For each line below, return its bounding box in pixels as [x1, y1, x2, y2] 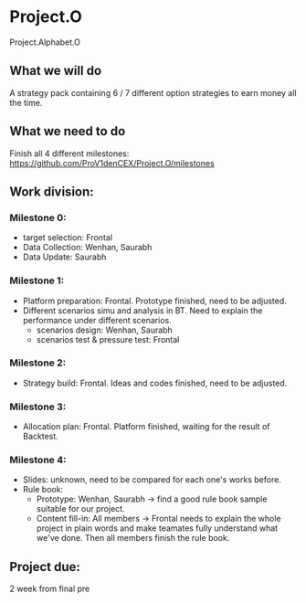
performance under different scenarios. [22, 314, 172, 325]
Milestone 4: [9, 454, 67, 467]
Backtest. [22, 431, 59, 442]
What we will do [9, 63, 102, 79]
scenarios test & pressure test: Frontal [36, 333, 180, 344]
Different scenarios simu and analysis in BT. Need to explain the [22, 304, 263, 316]
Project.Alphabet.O [9, 37, 80, 48]
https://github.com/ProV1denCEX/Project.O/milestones [9, 157, 215, 168]
